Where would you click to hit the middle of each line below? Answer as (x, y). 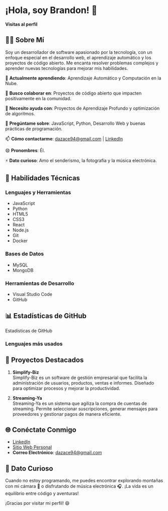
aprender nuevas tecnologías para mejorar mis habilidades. (67, 68)
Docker (20, 241)
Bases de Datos (25, 254)
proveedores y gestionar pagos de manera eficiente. (67, 414)
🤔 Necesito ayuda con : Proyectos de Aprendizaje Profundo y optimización (82, 108)
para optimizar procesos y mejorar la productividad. (66, 388)
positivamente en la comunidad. (38, 98)
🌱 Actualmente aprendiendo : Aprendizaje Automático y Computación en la (83, 78)
